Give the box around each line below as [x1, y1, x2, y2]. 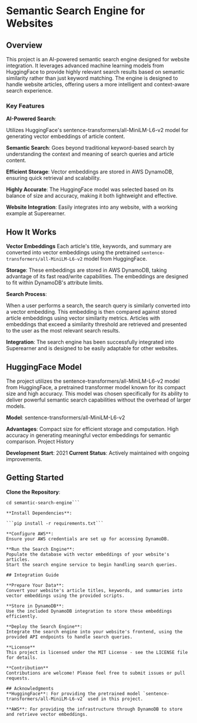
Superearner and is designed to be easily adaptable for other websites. [6, 345, 178, 352]
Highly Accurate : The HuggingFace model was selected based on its [6, 186, 174, 193]
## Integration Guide [6, 572, 59, 578]
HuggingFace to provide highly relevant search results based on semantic [6, 68, 185, 75]
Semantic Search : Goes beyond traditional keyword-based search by [6, 144, 175, 152]
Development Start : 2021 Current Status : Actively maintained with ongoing [6, 449, 189, 456]
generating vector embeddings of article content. [6, 133, 125, 140]
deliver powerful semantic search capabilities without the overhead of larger [6, 396, 191, 403]
